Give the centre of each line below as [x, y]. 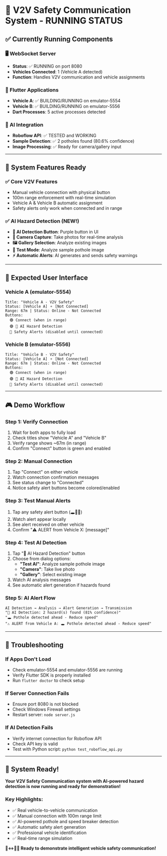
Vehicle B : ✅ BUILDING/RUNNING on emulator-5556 [66, 106]
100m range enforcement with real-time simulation [64, 198]
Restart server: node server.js [44, 715]
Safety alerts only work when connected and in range [67, 208]
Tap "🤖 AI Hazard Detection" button [49, 553]
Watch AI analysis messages [42, 580]
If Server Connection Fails [37, 693]
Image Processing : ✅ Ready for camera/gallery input [67, 147]
